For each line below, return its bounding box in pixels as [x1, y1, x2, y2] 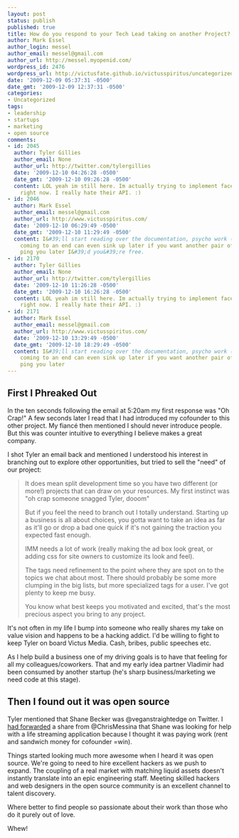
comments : [7, 136, 37, 143]
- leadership [7, 110, 46, 117]
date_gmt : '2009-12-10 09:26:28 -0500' [14, 176, 132, 183]
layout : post [7, 10, 46, 18]
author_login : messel [7, 43, 72, 51]
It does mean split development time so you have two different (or [24, 479, 218, 487]
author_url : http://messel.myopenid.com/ [7, 57, 132, 64]
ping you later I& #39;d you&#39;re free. [20, 248, 144, 256]
